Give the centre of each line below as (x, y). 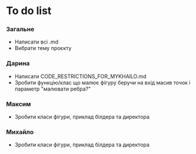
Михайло (20, 132)
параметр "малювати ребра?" (53, 89)
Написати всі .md (36, 42)
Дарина (18, 63)
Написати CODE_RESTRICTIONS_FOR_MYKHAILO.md (80, 76)
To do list (29, 11)
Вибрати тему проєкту (43, 48)
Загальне (20, 29)
